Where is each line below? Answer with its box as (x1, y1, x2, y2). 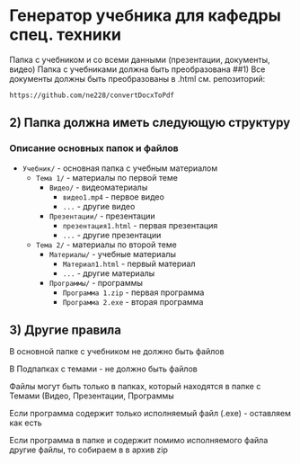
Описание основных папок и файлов (9, 142, 180, 155)
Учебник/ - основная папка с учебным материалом (22, 163, 218, 174)
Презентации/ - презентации (49, 210, 155, 221)
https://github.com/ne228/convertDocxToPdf (9, 91, 175, 100)
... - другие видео (62, 201, 136, 211)
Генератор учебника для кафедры (9, 5, 281, 26)
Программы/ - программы (49, 277, 144, 288)
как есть (9, 417, 42, 428)
